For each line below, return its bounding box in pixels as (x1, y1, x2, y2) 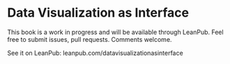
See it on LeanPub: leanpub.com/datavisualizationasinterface (7, 49, 183, 57)
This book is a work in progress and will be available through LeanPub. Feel (7, 28, 224, 36)
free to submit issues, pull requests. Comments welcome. (7, 35, 172, 43)
